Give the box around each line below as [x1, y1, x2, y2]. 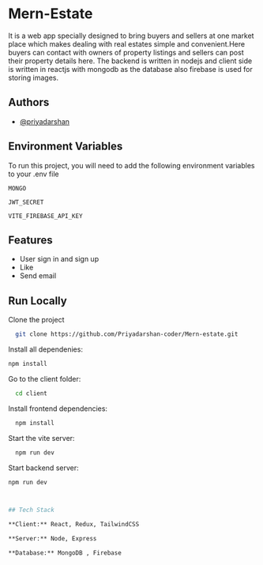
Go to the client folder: [8, 374, 81, 383]
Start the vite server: [8, 433, 75, 443]
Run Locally [8, 294, 67, 307]
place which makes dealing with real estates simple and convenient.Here [8, 39, 246, 48]
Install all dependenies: [8, 345, 83, 354]
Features [8, 233, 53, 247]
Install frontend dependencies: [8, 404, 108, 413]
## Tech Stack [8, 507, 55, 514]
